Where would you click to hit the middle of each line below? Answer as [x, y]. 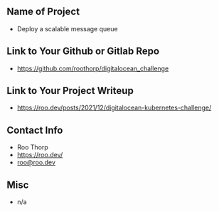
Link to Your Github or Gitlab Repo [83, 52]
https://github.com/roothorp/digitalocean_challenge [93, 68]
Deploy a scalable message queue [67, 28]
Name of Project [43, 12]
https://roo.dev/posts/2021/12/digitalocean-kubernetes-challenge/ [114, 108]
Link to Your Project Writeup [70, 91]
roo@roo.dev [36, 162]
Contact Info [35, 130]
